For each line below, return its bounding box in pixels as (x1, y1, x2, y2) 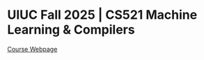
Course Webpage (7, 45, 58, 53)
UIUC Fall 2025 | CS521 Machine (7, 7, 198, 23)
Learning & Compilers (7, 22, 135, 38)
